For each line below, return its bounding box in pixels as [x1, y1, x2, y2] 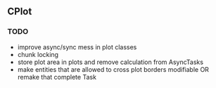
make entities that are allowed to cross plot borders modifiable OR [17, 65, 210, 73]
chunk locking [17, 50, 58, 58]
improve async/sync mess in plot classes [17, 42, 137, 51]
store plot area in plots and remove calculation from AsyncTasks [17, 58, 204, 66]
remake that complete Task [17, 73, 97, 81]
